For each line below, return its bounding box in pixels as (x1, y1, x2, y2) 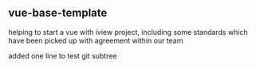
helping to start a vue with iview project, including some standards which (8, 27, 249, 36)
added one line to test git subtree (8, 51, 117, 60)
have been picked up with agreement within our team (8, 36, 183, 45)
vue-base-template (8, 6, 108, 20)
